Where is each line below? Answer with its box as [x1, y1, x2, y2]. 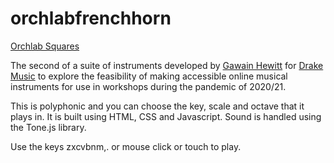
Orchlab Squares [10, 40, 80, 52]
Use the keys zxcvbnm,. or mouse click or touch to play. [10, 140, 242, 152]
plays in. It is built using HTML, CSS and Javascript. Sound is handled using [10, 110, 322, 122]
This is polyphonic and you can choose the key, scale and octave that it [10, 100, 305, 112]
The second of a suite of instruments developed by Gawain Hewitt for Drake [10, 59, 324, 71]
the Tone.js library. [10, 121, 87, 133]
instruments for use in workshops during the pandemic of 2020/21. [10, 80, 287, 92]
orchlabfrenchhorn [10, 7, 172, 30]
